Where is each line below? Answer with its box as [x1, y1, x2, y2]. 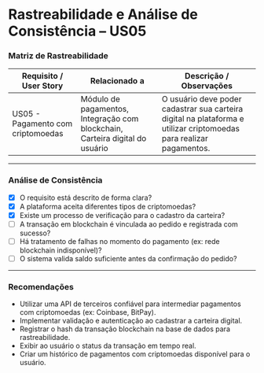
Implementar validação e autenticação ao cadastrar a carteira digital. [19, 316, 243, 326]
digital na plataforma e [161, 113, 245, 124]
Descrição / [184, 71, 229, 82]
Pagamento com [12, 118, 73, 129]
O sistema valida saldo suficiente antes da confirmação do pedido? [19, 254, 237, 264]
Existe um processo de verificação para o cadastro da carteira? [19, 210, 225, 220]
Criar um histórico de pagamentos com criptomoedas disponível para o [19, 349, 251, 359]
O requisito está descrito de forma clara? [19, 193, 152, 202]
